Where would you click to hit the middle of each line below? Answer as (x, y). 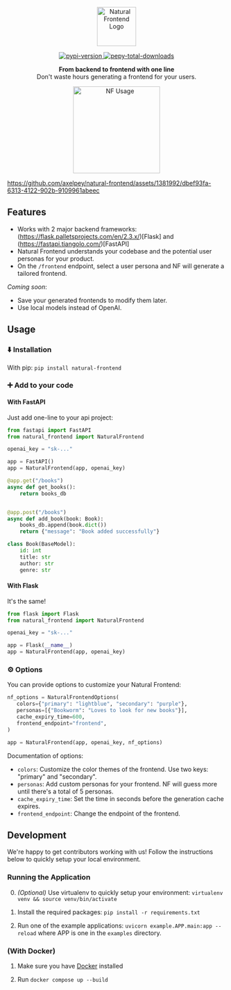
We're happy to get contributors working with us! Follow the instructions (110, 852)
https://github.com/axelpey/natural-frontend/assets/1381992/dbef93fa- (109, 183)
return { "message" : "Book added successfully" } (89, 531)
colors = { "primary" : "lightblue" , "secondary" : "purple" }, (102, 704)
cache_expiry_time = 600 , (51, 717)
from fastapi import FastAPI (49, 430)
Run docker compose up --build (63, 979)
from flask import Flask (43, 614)
